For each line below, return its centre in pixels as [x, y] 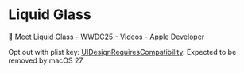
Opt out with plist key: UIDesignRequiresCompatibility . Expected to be [122, 52]
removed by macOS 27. [46, 60]
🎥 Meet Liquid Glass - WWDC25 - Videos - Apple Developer [107, 36]
